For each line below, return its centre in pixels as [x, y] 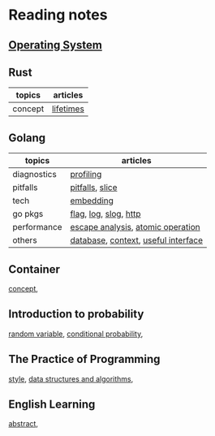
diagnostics [34, 175]
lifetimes [68, 109]
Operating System [56, 45]
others [25, 240]
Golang [27, 138]
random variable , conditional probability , [76, 334]
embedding [92, 201]
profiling [86, 175]
